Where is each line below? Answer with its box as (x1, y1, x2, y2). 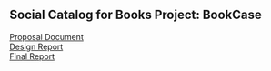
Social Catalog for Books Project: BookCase (9, 7, 262, 23)
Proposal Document (9, 31, 84, 42)
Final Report (9, 50, 55, 62)
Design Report (9, 41, 64, 52)
